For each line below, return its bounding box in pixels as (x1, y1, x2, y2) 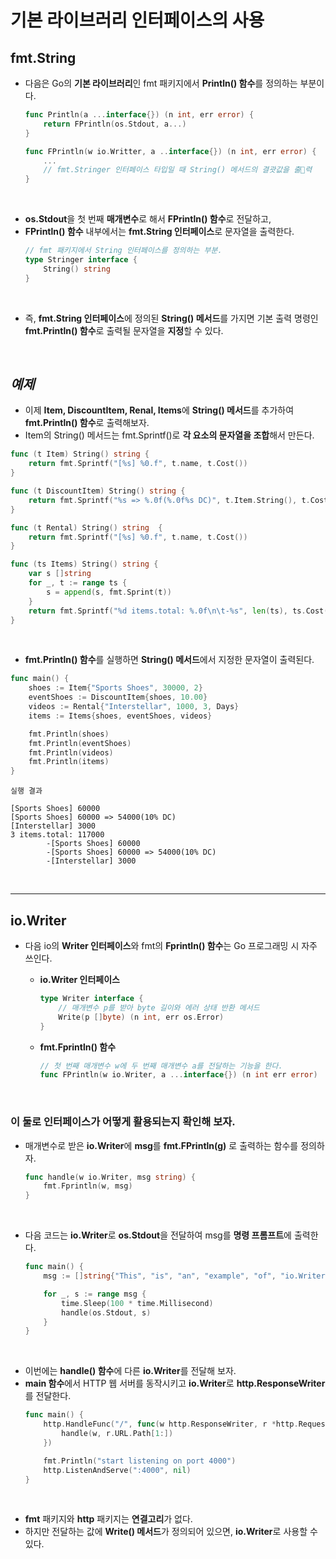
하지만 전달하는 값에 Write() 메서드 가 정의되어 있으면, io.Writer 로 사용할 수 (24, 1526, 318, 1538)
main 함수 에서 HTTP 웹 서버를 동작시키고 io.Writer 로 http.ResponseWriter (24, 1377, 326, 1390)
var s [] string (28, 569, 92, 579)
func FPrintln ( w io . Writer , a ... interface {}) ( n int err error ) (39, 1070, 318, 1080)
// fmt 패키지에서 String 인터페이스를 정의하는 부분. (24, 246, 223, 256)
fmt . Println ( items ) (28, 757, 110, 767)
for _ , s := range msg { (43, 1289, 147, 1299)
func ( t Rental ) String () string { (10, 522, 163, 533)
